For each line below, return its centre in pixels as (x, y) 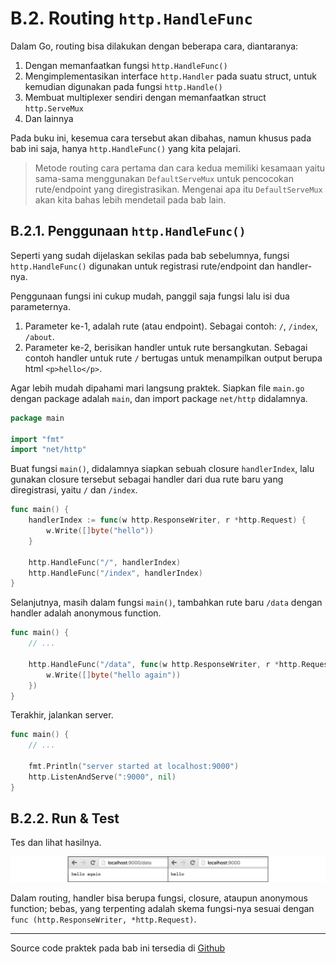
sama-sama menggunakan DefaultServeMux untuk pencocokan (164, 178)
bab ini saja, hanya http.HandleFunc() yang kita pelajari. (126, 148)
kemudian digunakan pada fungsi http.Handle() (123, 86)
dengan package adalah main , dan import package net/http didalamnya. (159, 398)
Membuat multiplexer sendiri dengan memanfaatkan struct (145, 97)
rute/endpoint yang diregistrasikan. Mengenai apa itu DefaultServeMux (178, 189)
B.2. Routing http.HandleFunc (131, 18)
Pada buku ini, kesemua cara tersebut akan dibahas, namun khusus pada (161, 138)
